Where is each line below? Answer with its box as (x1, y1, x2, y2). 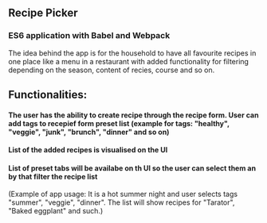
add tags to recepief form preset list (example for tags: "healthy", (8, 118, 230, 128)
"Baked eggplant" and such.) (8, 206, 104, 216)
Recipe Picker (8, 6, 78, 20)
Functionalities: (8, 88, 88, 102)
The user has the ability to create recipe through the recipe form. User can (8, 110, 259, 120)
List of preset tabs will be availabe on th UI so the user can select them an (8, 163, 257, 173)
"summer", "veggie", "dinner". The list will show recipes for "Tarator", (8, 198, 235, 207)
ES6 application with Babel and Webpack (8, 30, 171, 41)
